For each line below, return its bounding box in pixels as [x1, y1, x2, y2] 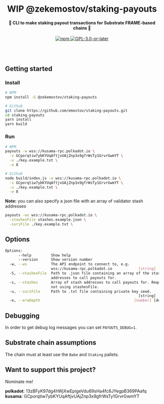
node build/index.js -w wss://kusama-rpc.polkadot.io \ [5, 175, 121, 181]
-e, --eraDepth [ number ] [9, 298, 152, 303]
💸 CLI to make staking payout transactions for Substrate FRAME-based [9, 19, 155, 25]
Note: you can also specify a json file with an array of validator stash [5, 198, 143, 204]
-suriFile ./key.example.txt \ [9, 222, 73, 227]
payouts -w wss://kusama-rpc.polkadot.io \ [5, 149, 95, 154]
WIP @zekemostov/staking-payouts [7, 3, 157, 15]
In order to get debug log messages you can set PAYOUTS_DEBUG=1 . [5, 325, 137, 330]
